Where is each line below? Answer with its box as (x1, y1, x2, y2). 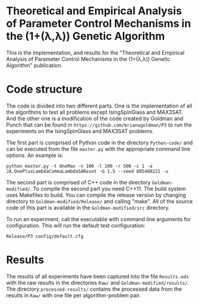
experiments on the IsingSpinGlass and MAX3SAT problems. (6, 127, 154, 134)
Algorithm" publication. (6, 61, 63, 69)
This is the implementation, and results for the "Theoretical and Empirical (6, 49, 185, 56)
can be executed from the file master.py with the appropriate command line (6, 145, 191, 152)
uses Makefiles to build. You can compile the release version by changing (6, 191, 186, 199)
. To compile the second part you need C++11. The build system (30, 185, 186, 192)
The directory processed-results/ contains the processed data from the (6, 285, 182, 293)
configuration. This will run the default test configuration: (6, 222, 146, 229)
